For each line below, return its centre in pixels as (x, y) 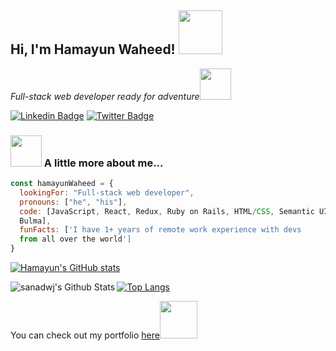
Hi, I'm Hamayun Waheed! (93, 49)
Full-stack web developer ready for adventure (105, 96)
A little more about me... (103, 163)
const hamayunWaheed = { (62, 184)
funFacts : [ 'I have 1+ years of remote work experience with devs (160, 230)
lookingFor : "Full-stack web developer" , (107, 192)
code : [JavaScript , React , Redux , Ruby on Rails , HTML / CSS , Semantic (167, 211)
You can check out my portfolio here (85, 335)
